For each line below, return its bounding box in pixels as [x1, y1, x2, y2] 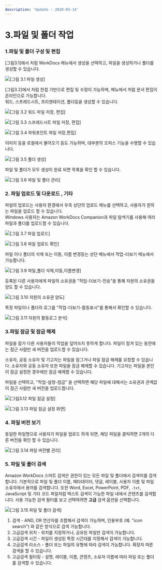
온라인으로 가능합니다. [5, 93, 47, 98]
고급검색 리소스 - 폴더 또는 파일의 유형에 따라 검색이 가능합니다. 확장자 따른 [12, 542, 153, 548]
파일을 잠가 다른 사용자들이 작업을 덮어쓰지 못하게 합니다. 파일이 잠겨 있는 [5, 340, 143, 346]
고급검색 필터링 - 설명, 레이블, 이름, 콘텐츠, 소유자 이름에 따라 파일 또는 [12, 554, 146, 560]
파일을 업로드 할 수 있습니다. [10, 208, 63, 214]
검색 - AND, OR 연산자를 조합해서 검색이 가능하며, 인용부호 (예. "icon [12, 518, 143, 523]
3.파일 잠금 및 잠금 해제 [5, 328, 56, 335]
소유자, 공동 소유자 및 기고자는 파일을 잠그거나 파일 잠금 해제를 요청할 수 [5, 357, 140, 362]
